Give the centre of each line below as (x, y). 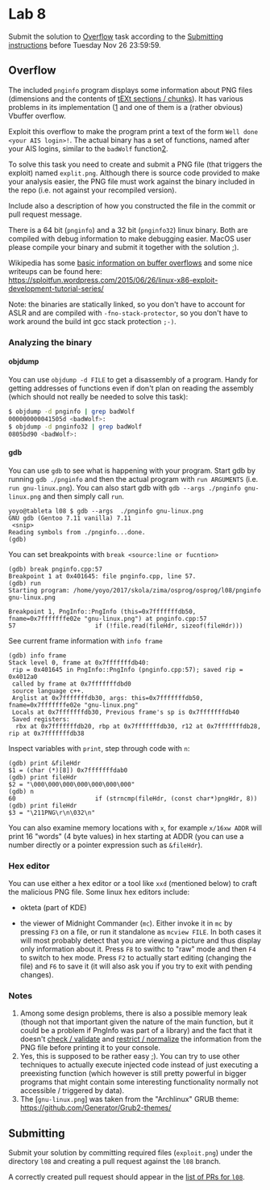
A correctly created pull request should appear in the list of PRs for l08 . (127, 1176)
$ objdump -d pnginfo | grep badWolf (72, 411)
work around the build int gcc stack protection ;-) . (93, 321)
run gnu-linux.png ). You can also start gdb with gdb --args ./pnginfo (125, 487)
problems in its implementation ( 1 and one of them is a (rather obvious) (126, 107)
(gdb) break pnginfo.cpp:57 (56, 569)
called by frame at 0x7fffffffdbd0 (71, 684)
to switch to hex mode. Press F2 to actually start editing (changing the (136, 957)
